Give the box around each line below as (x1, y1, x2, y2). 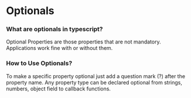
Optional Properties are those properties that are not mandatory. (6, 38, 161, 45)
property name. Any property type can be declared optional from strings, (6, 79, 183, 86)
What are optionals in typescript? (6, 25, 104, 33)
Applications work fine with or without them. (6, 45, 113, 52)
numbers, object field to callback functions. (6, 85, 111, 92)
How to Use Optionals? (6, 59, 73, 67)
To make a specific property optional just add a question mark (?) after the (6, 72, 186, 80)
